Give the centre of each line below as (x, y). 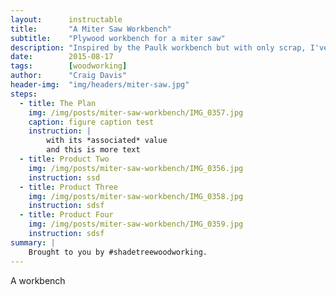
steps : (24, 94)
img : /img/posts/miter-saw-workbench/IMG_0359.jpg (136, 224)
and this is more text (93, 150)
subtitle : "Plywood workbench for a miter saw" (118, 38)
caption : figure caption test (91, 122)
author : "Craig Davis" (69, 76)
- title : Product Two (64, 159)
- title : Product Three (68, 187)
